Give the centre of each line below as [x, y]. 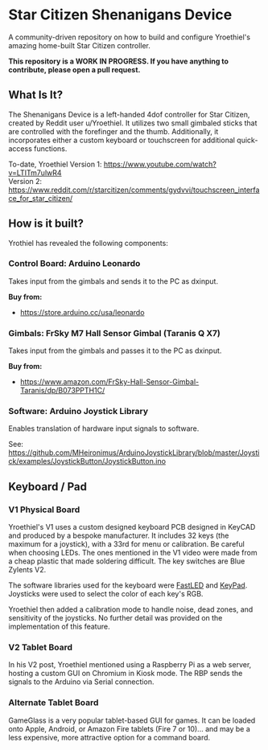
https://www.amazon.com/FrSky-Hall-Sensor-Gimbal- [109, 382]
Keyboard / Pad [47, 487]
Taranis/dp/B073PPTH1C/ [62, 391]
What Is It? [35, 95]
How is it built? [46, 224]
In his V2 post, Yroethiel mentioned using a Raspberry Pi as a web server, [130, 665]
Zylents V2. [27, 570]
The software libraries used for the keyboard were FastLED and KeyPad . [128, 585]
